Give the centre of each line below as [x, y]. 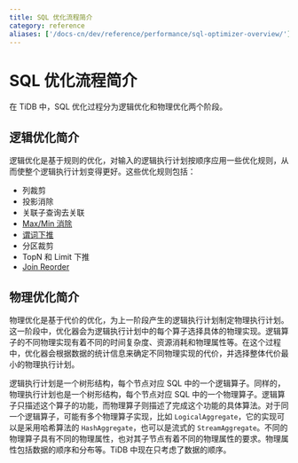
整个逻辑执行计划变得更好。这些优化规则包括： [110, 172]
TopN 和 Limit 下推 [56, 257]
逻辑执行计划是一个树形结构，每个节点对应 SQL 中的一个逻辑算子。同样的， [147, 383]
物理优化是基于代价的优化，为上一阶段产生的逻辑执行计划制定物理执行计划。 [149, 319]
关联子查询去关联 [53, 213]
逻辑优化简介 [44, 137]
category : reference [47, 26]
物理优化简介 [44, 297]
